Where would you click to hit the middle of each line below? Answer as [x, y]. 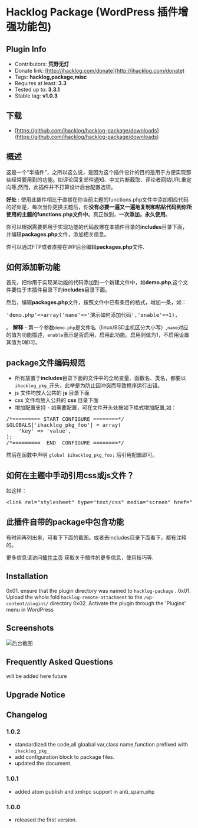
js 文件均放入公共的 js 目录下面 [52, 393]
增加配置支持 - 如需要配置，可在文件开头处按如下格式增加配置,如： [95, 408]
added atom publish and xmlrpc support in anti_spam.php [85, 791]
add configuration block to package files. [65, 757]
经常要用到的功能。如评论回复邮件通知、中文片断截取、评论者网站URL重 [99, 179]
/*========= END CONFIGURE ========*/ [65, 443]
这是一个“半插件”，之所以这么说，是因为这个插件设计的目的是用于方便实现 [96, 172]
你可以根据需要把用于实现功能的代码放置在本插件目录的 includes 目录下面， [97, 227]
